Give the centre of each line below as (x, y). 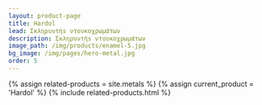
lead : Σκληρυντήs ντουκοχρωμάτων (64, 31)
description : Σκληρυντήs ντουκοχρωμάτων (77, 38)
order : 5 (23, 61)
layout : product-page (45, 16)
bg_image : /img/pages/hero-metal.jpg (72, 53)
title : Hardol (32, 23)
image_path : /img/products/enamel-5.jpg (77, 46)
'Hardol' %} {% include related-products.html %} (90, 92)
